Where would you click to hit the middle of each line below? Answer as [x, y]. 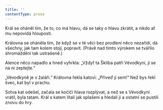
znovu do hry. [19, 102]
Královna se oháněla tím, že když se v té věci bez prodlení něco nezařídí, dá [81, 43]
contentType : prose [25, 14]
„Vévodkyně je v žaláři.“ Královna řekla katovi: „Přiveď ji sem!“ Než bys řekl [80, 77]
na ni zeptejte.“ [20, 68]
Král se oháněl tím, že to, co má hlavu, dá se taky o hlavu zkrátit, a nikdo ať [80, 28]
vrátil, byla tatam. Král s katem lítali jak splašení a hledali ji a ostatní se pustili [82, 97]
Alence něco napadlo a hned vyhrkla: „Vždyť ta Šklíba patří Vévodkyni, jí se [81, 63]
